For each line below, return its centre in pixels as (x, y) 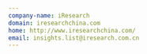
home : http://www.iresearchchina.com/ (72, 30)
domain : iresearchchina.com (55, 23)
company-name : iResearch (49, 15)
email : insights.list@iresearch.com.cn (74, 38)
